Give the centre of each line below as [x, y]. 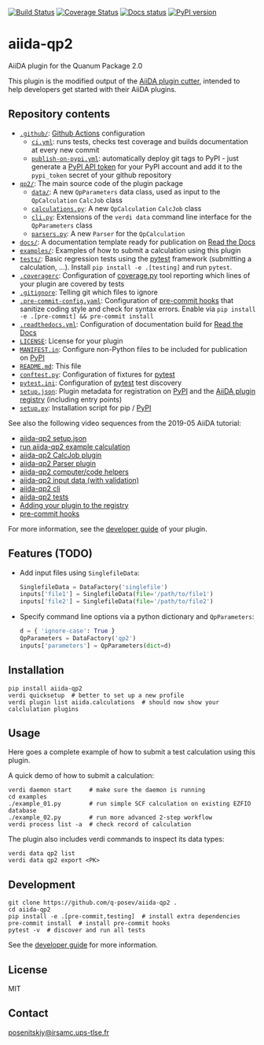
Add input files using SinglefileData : [79, 573]
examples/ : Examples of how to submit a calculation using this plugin [130, 250]
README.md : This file [50, 365]
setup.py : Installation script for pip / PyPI [85, 408]
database [22, 811]
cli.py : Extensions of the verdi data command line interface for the [141, 217]
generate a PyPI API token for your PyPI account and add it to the [137, 166]
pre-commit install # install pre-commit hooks [89, 924]
